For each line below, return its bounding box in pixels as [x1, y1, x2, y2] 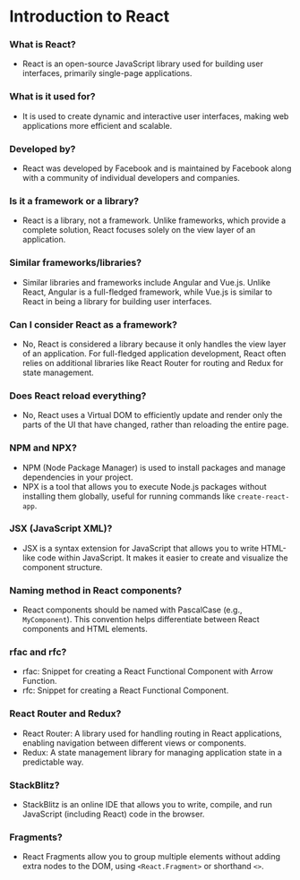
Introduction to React [9, 6, 170, 27]
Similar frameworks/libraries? [9, 257, 141, 269]
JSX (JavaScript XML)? [9, 522, 113, 534]
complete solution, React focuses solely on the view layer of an [21, 225, 256, 235]
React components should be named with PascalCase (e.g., [21, 604, 243, 615]
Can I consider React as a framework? [9, 318, 177, 330]
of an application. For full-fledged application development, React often [21, 347, 287, 359]
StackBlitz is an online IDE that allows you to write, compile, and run [21, 799, 273, 810]
